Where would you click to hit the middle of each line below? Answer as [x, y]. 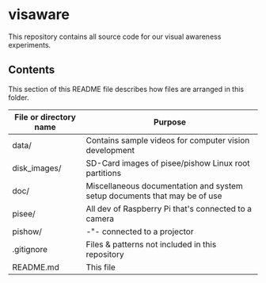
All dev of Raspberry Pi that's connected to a [169, 208]
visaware [39, 15]
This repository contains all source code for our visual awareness [115, 36]
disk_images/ [37, 168]
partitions [103, 173]
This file [101, 267]
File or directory [46, 117]
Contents [32, 70]
